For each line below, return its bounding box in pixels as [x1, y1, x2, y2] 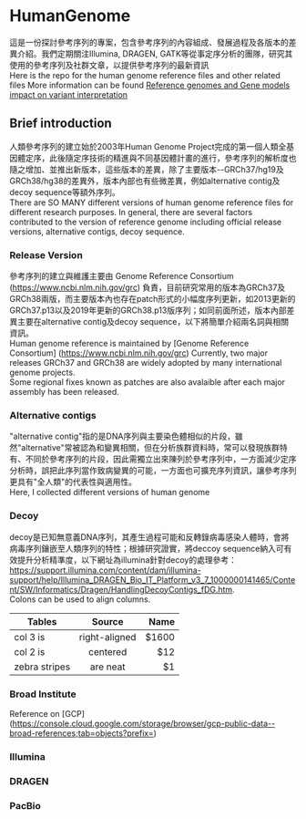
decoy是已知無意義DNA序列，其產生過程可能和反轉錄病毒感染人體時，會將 [9, 531, 290, 543]
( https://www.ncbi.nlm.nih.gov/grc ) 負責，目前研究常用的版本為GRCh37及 [9, 282, 286, 293]
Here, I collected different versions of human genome [9, 487, 210, 498]
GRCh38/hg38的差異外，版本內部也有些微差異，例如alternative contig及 [9, 175, 280, 186]
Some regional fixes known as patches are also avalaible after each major [9, 377, 285, 388]
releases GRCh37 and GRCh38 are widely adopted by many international [9, 358, 282, 368]
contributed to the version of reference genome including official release [9, 216, 282, 227]
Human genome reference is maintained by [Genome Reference [9, 338, 250, 349]
